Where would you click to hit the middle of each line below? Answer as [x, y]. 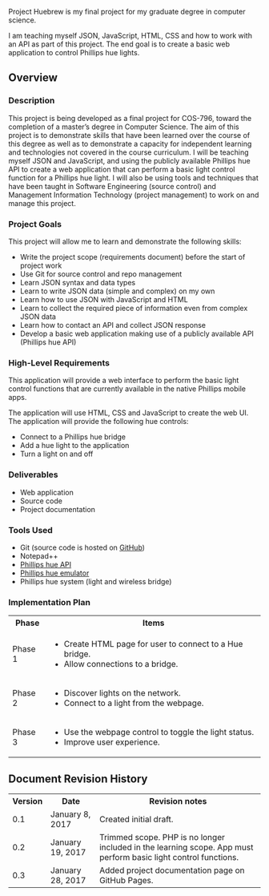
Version [28, 801]
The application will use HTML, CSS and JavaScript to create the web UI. [128, 413]
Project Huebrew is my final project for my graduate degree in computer [127, 12]
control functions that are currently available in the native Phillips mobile [127, 389]
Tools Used [31, 530]
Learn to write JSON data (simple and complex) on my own [117, 291]
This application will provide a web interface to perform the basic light [124, 381]
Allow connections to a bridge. [121, 664]
